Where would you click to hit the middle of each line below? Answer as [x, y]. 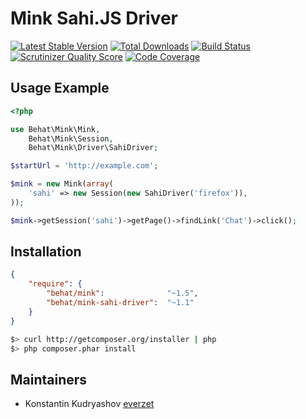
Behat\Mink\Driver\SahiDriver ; [93, 148]
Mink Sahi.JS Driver [94, 18]
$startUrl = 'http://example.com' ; [84, 166]
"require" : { [55, 284]
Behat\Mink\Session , [71, 138]
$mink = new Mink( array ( [62, 184]
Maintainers [49, 379]
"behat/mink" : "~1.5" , [122, 293]
